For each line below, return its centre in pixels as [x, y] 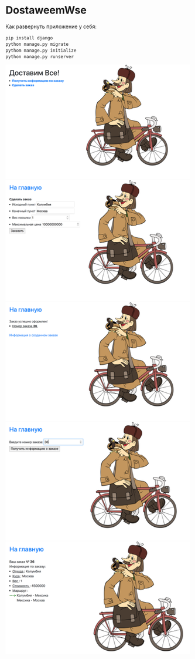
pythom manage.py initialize [41, 51]
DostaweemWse [46, 10]
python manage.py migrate [37, 44]
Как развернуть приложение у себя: [51, 26]
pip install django [29, 38]
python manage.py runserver [40, 56]
